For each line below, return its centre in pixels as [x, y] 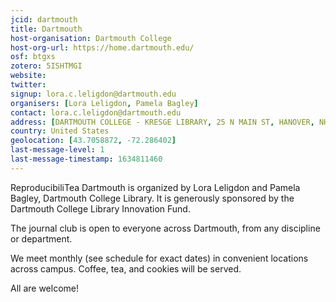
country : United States [60, 131]
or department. [41, 238]
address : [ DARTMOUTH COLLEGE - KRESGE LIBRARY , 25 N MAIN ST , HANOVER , [162, 122]
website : [28, 76]
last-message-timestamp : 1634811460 [86, 159]
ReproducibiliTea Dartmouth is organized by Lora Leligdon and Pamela [155, 187]
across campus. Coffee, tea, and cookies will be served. [126, 268]
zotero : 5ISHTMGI [46, 66]
